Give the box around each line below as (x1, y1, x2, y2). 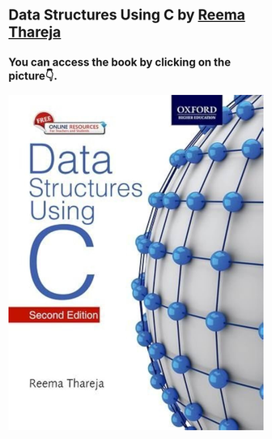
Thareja (8, 23, 62, 41)
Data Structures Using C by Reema (8, 6, 245, 24)
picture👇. (8, 69, 58, 83)
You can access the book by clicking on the (8, 55, 232, 69)
